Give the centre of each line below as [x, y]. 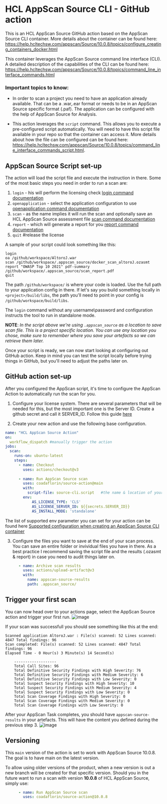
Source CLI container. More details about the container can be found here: [81, 39]
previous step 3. [22, 725]
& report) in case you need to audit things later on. [64, 557]
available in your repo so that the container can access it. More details [84, 135]
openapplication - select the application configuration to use [74, 203]
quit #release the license [38, 235]
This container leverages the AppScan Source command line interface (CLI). [83, 59]
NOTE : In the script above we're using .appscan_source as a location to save [83, 325]
